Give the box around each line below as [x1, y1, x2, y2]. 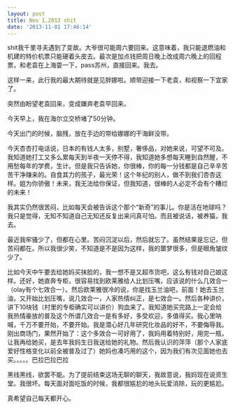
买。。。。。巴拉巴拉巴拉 [7, 356, 69, 364]
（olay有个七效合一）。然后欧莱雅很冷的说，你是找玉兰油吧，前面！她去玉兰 [7, 286, 225, 294]
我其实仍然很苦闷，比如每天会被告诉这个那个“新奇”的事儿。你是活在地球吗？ [7, 203, 227, 211]
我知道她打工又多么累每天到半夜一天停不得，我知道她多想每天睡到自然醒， [7, 153, 222, 161]
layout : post [7, 10, 45, 18]
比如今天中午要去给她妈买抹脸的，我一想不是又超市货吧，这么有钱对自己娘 [7, 268, 222, 276]
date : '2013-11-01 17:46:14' [7, 23, 92, 30]
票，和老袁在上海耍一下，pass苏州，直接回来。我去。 [7, 61, 162, 69]
